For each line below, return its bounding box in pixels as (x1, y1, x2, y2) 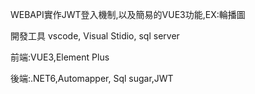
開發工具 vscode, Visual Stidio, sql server (10, 30, 180, 42)
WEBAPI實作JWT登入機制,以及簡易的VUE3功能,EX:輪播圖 (10, 9, 246, 20)
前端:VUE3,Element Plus (10, 51, 110, 63)
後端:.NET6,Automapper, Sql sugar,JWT (10, 73, 174, 84)
